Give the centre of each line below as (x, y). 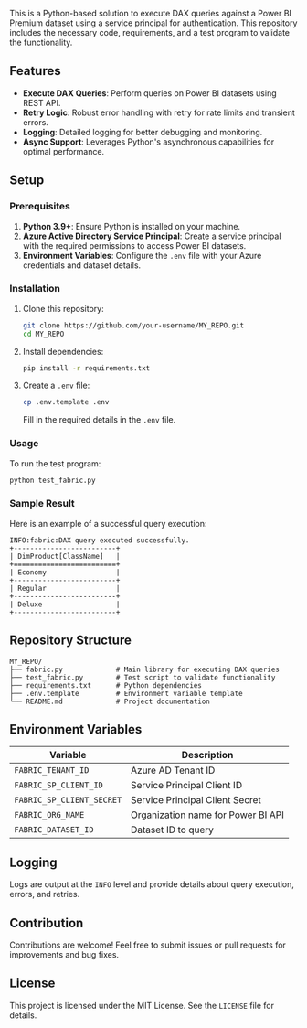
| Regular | (65, 588)
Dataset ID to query (173, 830)
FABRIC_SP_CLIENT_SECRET (68, 800)
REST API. (42, 102)
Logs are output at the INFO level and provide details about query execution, (152, 884)
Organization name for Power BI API (208, 815)
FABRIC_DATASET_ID (54, 830)
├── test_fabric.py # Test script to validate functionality (143, 677)
